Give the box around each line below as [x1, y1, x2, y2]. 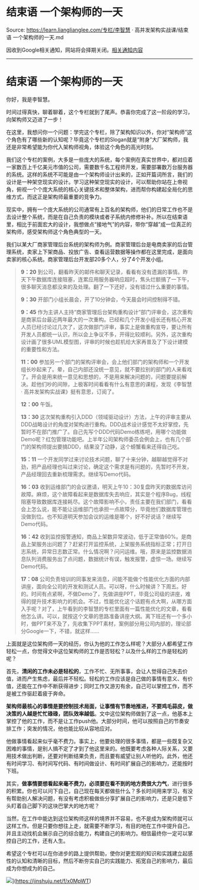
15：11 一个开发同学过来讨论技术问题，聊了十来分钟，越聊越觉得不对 [20, 456, 188, 463]
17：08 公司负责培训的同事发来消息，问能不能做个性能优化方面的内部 [20, 575, 191, 582]
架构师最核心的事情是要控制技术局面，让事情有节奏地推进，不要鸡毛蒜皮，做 [6, 703, 193, 710]
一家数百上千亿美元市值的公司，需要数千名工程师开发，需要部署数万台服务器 [6, 163, 193, 170]
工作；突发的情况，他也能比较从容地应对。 [11, 725, 115, 732]
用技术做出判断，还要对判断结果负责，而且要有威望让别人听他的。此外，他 [6, 752, 188, 759]
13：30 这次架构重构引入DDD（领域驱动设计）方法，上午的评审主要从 [20, 413, 191, 420]
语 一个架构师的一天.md [6, 33, 64, 40]
